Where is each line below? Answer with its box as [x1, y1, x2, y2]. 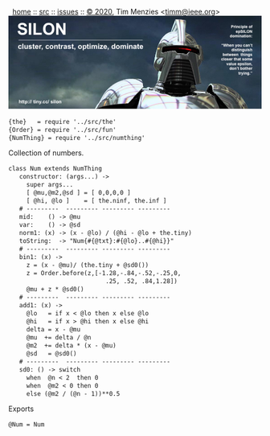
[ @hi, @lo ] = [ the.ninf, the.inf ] [26, 196, 167, 204]
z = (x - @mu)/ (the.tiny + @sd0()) [26, 261, 149, 269]
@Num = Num [8, 420, 45, 429]
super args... [26, 180, 74, 188]
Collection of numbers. [8, 148, 84, 158]
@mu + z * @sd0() [26, 285, 84, 293]
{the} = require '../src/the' [8, 117, 117, 125]
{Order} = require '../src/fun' [8, 125, 117, 134]
